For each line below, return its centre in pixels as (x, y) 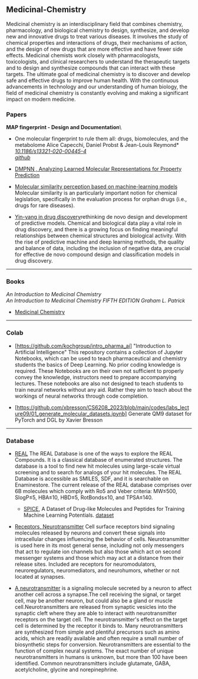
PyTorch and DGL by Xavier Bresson (59, 420)
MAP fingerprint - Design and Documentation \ (64, 127)
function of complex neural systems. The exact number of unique (94, 651)
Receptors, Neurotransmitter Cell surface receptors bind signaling (95, 527)
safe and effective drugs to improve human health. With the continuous (92, 80)
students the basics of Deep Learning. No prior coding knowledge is (98, 365)
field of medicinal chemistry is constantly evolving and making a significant (97, 93)
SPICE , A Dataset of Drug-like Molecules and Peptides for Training (104, 509)
